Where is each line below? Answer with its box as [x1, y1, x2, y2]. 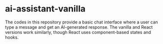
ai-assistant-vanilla [5, 3, 86, 14]
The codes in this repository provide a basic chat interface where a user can [5, 19, 158, 25]
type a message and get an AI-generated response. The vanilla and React [5, 24, 153, 30]
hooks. [5, 34, 19, 40]
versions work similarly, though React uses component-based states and [5, 29, 151, 35]
